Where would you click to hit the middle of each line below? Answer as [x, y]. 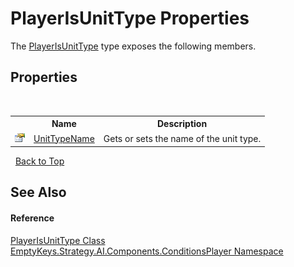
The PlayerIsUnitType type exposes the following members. [133, 46]
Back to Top [39, 161]
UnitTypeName [64, 138]
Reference [32, 218]
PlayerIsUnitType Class [58, 240]
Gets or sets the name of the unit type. [182, 138]
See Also [38, 192]
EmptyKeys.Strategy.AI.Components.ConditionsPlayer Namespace [147, 251]
